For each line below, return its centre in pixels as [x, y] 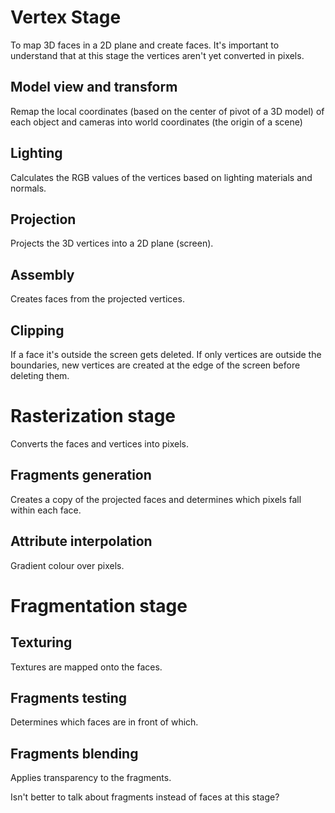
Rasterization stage [93, 416]
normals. [28, 188]
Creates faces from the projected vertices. [97, 299]
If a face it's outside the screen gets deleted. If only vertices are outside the [166, 354]
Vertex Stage [66, 17]
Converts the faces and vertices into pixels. [100, 443]
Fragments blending [74, 753]
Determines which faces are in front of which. [104, 722]
